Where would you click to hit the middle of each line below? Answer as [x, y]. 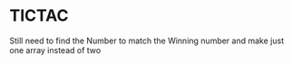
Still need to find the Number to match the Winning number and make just [146, 41]
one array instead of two [55, 50]
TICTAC [39, 16]
